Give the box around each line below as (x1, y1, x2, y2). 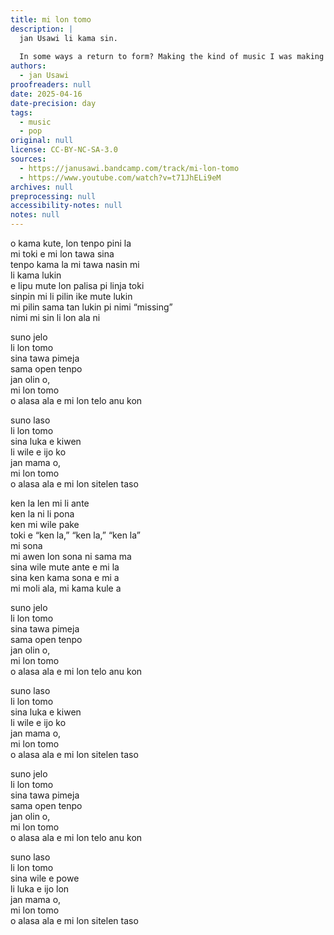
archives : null (10, 182, 74, 192)
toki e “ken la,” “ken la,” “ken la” (10, 529, 142, 541)
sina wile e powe (10, 872, 80, 884)
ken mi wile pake (10, 519, 80, 530)
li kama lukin (10, 269, 62, 281)
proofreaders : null (10, 80, 92, 90)
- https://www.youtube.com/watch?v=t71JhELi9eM (19, 172, 222, 183)
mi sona (10, 540, 43, 551)
